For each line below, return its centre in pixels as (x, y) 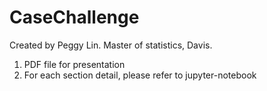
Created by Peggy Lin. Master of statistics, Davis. (111, 45)
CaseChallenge (74, 17)
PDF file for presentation (74, 64)
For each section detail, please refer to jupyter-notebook (140, 75)
